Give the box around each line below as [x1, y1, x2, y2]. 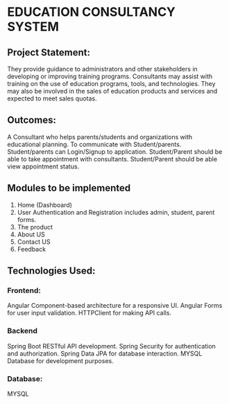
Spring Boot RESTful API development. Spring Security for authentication [7, 342, 217, 350]
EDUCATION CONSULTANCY [7, 4, 176, 20]
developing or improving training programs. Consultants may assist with [7, 72, 213, 80]
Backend [7, 326, 38, 336]
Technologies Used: [7, 265, 96, 277]
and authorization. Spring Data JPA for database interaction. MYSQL [7, 349, 203, 358]
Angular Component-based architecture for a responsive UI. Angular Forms [7, 301, 223, 310]
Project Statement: [7, 46, 90, 58]
